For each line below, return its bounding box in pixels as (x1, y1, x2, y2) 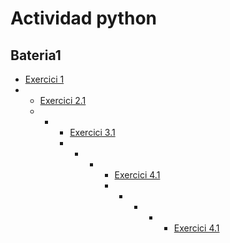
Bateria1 (10, 47, 62, 64)
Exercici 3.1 (69, 127, 116, 138)
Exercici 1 (24, 73, 65, 85)
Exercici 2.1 (39, 95, 87, 106)
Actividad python (10, 7, 157, 30)
